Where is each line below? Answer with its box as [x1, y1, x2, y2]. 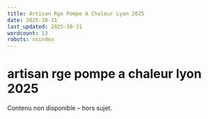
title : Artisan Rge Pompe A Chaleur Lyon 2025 [7, 10, 145, 17]
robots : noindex [7, 36, 54, 43]
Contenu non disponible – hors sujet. [7, 104, 113, 112]
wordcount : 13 [7, 29, 49, 37]
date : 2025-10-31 [7, 17, 58, 24]
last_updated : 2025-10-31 [7, 23, 82, 30]
